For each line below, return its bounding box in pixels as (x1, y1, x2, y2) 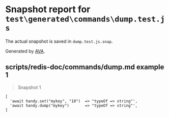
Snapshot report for (5, 4, 91, 15)
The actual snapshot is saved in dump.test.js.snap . (5, 38, 113, 44)
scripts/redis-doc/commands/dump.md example (5, 63, 164, 72)
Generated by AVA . (5, 48, 45, 54)
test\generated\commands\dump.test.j (5, 14, 165, 24)
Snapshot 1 (17, 84, 41, 90)
